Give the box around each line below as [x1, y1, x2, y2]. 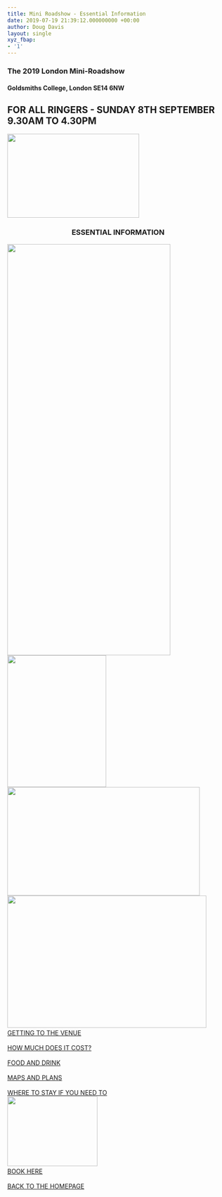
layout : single [7, 30, 52, 37]
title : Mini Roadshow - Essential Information [7, 10, 146, 18]
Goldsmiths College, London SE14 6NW [7, 84, 125, 92]
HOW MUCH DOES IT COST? [7, 1043, 92, 1052]
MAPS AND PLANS [7, 1073, 63, 1082]
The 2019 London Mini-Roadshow [7, 66, 125, 76]
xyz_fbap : [7, 37, 37, 44]
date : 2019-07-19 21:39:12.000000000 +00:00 [7, 17, 140, 24]
